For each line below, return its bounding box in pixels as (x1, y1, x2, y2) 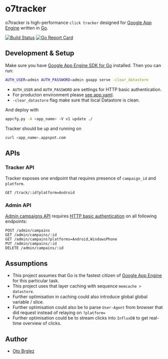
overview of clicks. (22, 320, 61, 326)
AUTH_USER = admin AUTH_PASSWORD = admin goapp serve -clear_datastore (5, 77, 149, 82)
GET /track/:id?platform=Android (5, 190, 75, 195)
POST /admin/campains (5, 228, 50, 233)
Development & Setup (5, 49, 74, 57)
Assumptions (5, 259, 48, 267)
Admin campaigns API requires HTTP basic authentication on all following (5, 213, 157, 219)
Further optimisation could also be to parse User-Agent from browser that (12, 304, 163, 310)
